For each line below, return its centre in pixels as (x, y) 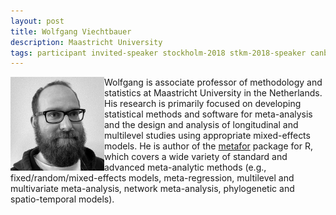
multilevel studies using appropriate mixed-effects (207, 136)
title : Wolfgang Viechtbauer (71, 31)
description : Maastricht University (86, 42)
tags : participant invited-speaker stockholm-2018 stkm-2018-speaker (158, 53)
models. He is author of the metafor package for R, (208, 146)
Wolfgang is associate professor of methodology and (213, 82)
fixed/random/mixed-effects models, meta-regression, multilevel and (152, 178)
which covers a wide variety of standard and (196, 157)
